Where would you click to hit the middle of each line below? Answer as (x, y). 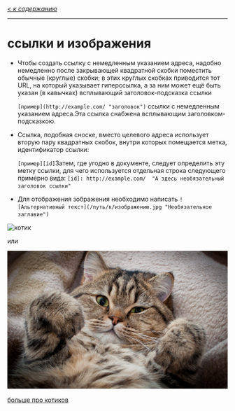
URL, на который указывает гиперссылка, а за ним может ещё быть (119, 85)
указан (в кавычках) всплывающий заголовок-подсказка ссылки (114, 92)
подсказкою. (36, 121)
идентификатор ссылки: (53, 149)
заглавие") (33, 214)
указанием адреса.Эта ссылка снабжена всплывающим (102, 113)
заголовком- (207, 113)
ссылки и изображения (79, 44)
